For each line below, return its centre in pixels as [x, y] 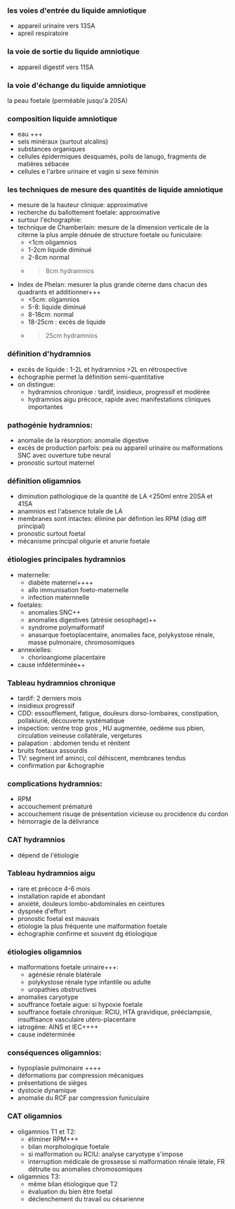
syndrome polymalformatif [66, 627]
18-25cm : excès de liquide [67, 322]
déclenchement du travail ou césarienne [86, 1198]
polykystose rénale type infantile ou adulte [89, 982]
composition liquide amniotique [62, 118]
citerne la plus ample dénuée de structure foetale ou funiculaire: [110, 235]
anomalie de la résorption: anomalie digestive [83, 440]
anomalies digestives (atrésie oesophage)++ [92, 620]
